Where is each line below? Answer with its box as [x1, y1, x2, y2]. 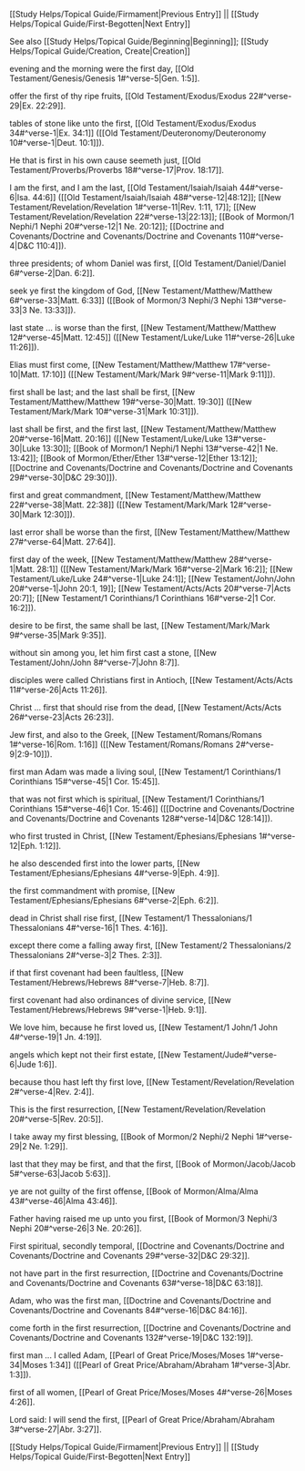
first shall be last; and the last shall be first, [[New [9, 387, 196, 397]
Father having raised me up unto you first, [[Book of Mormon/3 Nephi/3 [9, 1213, 278, 1224]
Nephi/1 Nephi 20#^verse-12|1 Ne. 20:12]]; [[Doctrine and [9, 221, 225, 231]
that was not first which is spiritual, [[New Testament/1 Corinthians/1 [9, 793, 265, 804]
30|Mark [9, 509, 42, 519]
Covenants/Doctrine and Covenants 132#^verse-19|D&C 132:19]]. [9, 1333, 253, 1343]
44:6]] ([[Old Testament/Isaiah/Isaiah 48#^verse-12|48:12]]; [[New [32, 192, 282, 202]
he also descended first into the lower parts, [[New [9, 858, 200, 869]
